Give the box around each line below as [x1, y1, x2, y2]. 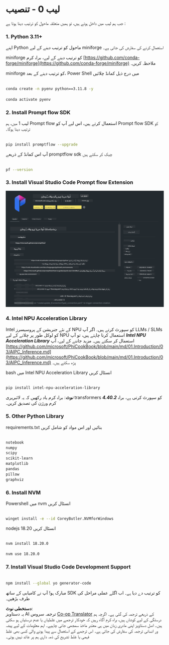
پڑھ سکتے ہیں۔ [52, 359, 76, 366]
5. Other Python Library [6, 413, 64, 420]
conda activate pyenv [6, 97, 51, 102]
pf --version [6, 167, 33, 172]
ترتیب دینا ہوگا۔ [6, 126, 31, 132]
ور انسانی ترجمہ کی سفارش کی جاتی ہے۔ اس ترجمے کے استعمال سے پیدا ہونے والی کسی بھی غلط [6, 628, 158, 634]
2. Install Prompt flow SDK [6, 109, 71, 116]
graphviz [6, 477, 24, 482]
